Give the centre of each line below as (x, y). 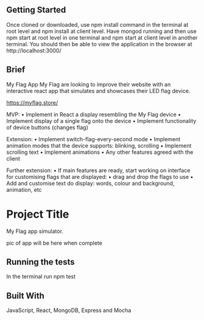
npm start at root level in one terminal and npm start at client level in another (102, 37)
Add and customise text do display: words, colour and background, (90, 183)
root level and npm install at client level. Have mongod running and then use (101, 31)
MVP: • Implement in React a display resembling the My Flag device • (94, 114)
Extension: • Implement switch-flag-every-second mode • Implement (93, 139)
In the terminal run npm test (41, 277)
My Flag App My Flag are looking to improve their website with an (89, 84)
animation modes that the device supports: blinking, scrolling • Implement (99, 145)
